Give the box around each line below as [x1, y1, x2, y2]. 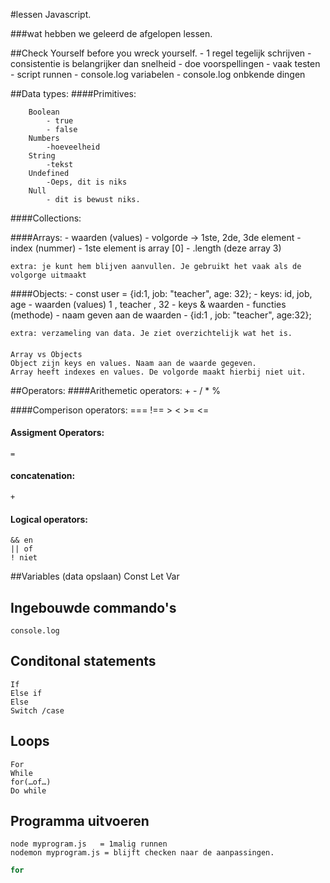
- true [46, 116, 74, 126]
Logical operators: [10, 513, 88, 525]
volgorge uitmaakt [10, 270, 87, 280]
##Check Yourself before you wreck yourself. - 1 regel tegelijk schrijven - [10, 47, 312, 59]
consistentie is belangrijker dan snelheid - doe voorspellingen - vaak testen [10, 58, 321, 69]
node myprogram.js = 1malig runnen [10, 839, 168, 849]
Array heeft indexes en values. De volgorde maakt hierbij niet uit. [10, 367, 307, 377]
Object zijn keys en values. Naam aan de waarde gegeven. [10, 358, 257, 368]
